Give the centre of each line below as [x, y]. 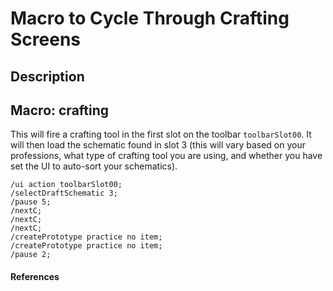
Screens [45, 39]
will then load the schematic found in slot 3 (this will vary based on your [158, 145]
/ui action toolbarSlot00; [66, 185]
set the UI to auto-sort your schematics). [94, 166]
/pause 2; [31, 255]
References [35, 276]
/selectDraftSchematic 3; [64, 193]
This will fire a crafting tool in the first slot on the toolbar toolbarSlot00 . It [161, 134]
